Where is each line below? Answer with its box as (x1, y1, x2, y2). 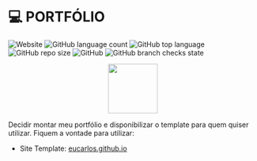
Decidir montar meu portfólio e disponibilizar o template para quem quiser (8, 120, 249, 129)
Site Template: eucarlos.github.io (19, 144, 128, 153)
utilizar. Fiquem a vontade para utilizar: (8, 128, 134, 137)
